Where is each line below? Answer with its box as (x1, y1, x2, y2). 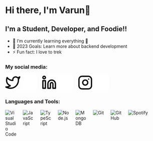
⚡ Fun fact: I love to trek (12, 49, 62, 55)
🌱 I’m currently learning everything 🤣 (12, 38, 89, 44)
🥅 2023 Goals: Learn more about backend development (12, 43, 127, 49)
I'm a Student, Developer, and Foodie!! (5, 25, 127, 33)
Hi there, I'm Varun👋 (5, 5, 91, 16)
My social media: (5, 63, 48, 70)
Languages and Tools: (5, 98, 60, 105)
